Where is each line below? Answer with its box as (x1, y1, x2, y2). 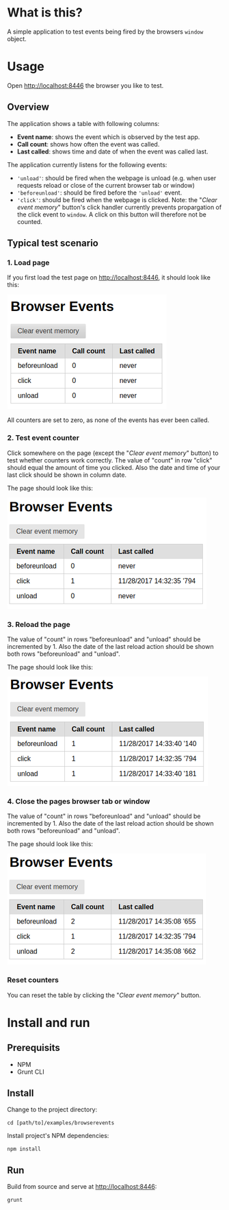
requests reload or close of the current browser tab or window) (16, 181, 195, 189)
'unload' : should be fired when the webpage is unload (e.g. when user (16, 173, 217, 182)
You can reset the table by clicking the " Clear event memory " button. (7, 991, 202, 999)
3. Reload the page (7, 619, 70, 629)
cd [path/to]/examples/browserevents (7, 1120, 115, 1126)
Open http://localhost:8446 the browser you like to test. (7, 81, 164, 90)
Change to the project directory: (7, 1105, 98, 1114)
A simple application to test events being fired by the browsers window (7, 27, 204, 36)
